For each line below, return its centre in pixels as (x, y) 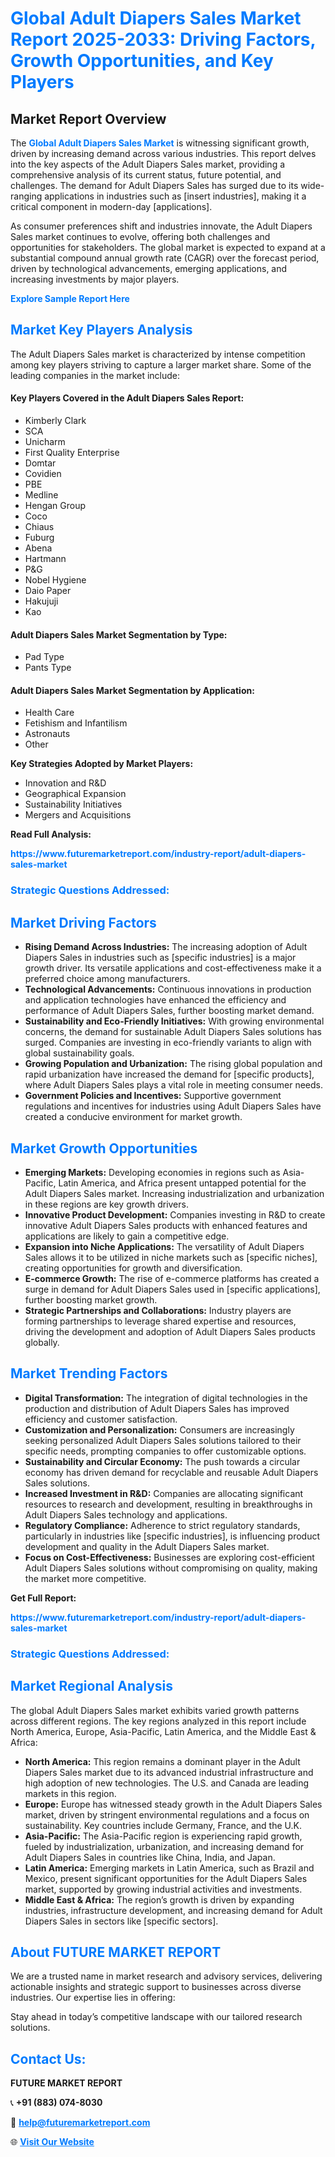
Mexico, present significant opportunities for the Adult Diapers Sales (166, 1878)
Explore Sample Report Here (70, 298)
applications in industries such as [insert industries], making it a (175, 196)
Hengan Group (55, 506)
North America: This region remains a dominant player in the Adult (162, 1761)
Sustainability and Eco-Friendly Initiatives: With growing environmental (174, 1021)
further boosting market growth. (91, 1299)
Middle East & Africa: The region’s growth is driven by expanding (159, 1899)
